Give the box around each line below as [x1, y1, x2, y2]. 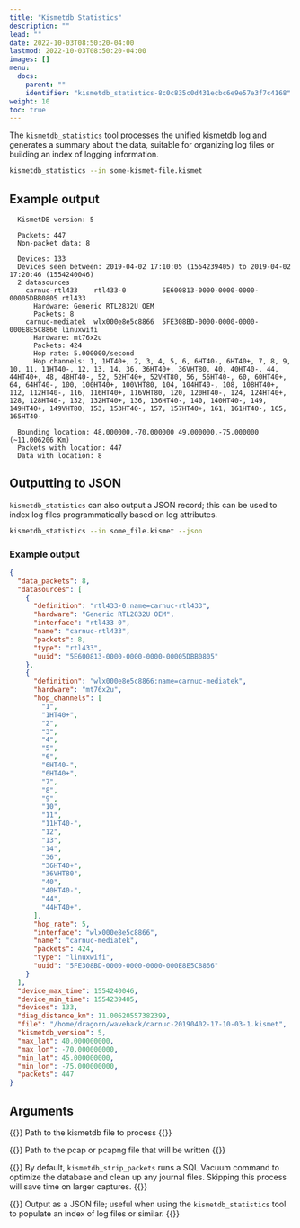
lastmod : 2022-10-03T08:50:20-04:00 [9, 47, 146, 56]
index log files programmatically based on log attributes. [9, 509, 218, 520]
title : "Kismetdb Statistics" [9, 13, 123, 22]
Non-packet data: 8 [17, 238, 91, 247]
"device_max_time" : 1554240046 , [17, 986, 139, 995]
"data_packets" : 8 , [17, 577, 91, 586]
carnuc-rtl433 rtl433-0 [25, 285, 127, 295]
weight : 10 [9, 96, 50, 106]
